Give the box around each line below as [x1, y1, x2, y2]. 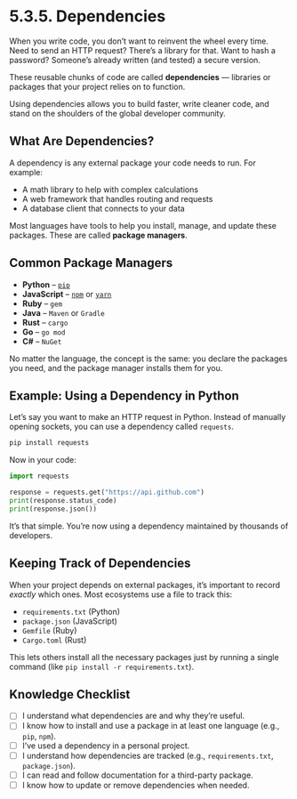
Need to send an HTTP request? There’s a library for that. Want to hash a [9, 44, 276, 55]
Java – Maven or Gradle [21, 307, 105, 318]
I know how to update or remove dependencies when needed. [21, 779, 250, 790]
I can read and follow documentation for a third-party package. [21, 770, 253, 780]
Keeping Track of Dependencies [9, 556, 191, 571]
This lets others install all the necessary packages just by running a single [9, 651, 279, 662]
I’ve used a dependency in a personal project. [21, 740, 190, 751]
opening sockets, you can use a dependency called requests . [9, 421, 234, 432]
